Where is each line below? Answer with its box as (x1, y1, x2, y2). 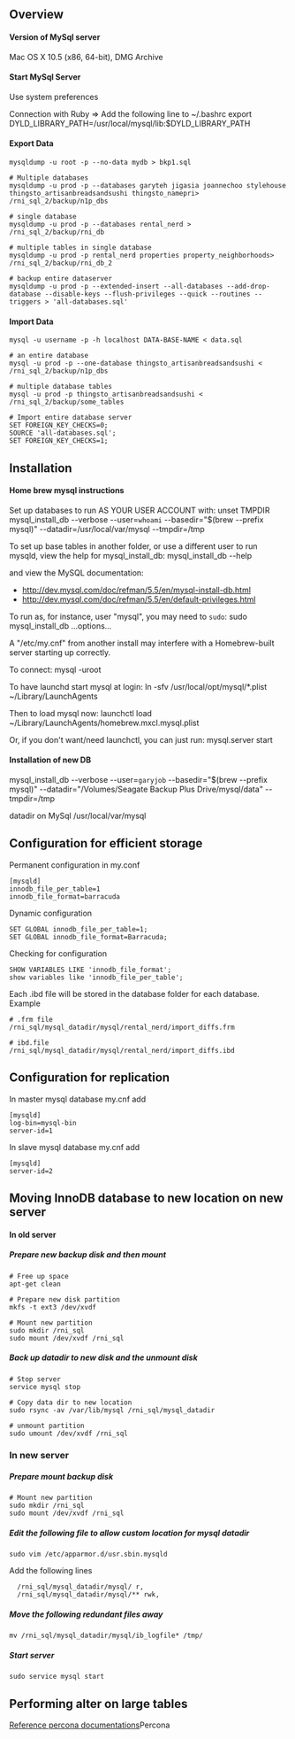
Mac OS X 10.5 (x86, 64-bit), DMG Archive (9, 51, 163, 62)
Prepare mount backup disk (9, 1472, 114, 1482)
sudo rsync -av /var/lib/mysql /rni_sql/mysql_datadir (9, 1405, 216, 1415)
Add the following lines (9, 1565, 93, 1576)
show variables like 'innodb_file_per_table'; (9, 973, 184, 982)
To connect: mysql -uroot (9, 664, 102, 675)
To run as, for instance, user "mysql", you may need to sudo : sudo (9, 611, 247, 622)
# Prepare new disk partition (9, 1295, 121, 1304)
